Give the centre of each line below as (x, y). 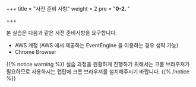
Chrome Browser (35, 52)
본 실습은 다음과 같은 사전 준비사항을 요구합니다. (62, 33)
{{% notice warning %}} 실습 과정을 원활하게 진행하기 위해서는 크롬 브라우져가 (98, 64)
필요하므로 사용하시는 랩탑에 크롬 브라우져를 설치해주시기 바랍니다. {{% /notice (98, 72)
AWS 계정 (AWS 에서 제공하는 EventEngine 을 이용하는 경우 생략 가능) (97, 45)
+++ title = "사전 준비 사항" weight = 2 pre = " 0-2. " (68, 9)
